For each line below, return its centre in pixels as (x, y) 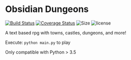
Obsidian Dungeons (47, 9)
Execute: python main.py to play (38, 42)
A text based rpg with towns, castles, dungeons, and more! (66, 32)
